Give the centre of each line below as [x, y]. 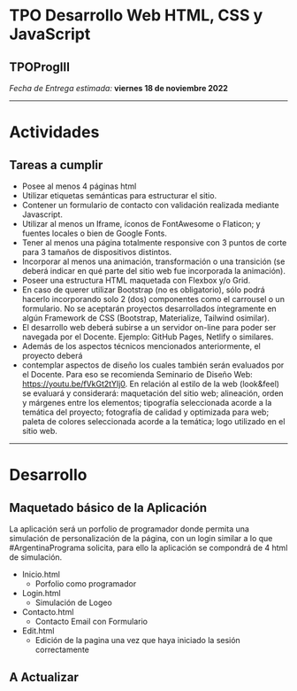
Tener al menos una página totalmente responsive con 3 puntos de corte [154, 243]
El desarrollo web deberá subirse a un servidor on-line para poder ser [149, 327]
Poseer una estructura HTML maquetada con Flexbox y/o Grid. [136, 280]
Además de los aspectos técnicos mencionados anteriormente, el [141, 346]
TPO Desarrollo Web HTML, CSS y [136, 16]
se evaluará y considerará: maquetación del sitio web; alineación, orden [153, 393]
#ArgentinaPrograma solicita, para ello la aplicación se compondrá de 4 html [148, 547]
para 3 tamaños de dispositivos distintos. [97, 252]
